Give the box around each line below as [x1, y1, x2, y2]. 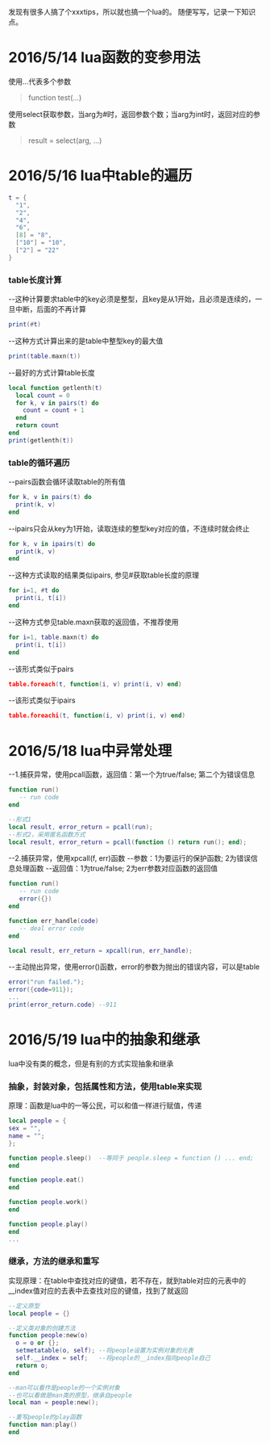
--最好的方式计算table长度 [8, 367, 95, 377]
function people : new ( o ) [8, 1332, 89, 1340]
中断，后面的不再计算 [15, 304, 86, 314]
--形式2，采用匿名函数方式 [8, 830, 86, 838]
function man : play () [8, 1420, 78, 1429]
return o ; [15, 1361, 48, 1370]
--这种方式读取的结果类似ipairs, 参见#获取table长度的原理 [8, 570, 200, 580]
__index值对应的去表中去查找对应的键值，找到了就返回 [8, 1286, 189, 1295]
